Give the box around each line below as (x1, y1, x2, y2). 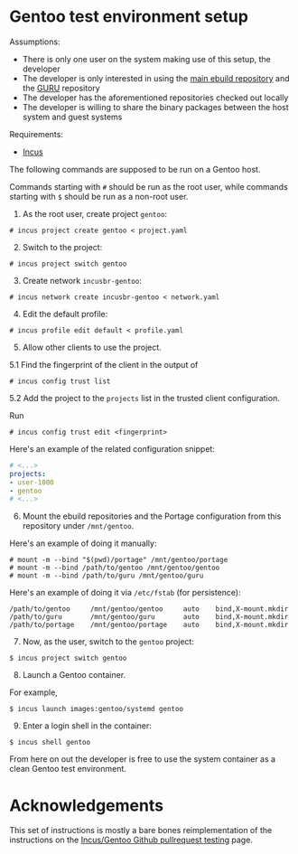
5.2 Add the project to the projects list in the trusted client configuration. (9, 392, 280, 403)
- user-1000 (9, 477, 54, 487)
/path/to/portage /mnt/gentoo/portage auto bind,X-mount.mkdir (9, 621, 289, 630)
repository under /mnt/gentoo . (22, 521, 135, 531)
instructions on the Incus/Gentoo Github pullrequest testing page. (9, 834, 253, 846)
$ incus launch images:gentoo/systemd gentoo (9, 705, 183, 714)
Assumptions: (9, 36, 61, 47)
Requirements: (9, 128, 63, 139)
